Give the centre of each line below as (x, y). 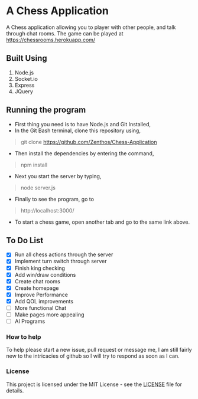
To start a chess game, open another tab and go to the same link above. (102, 222)
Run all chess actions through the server (64, 254)
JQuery (24, 91)
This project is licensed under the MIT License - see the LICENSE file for (94, 384)
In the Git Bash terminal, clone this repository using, (77, 130)
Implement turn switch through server (61, 261)
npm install (34, 165)
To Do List (25, 240)
